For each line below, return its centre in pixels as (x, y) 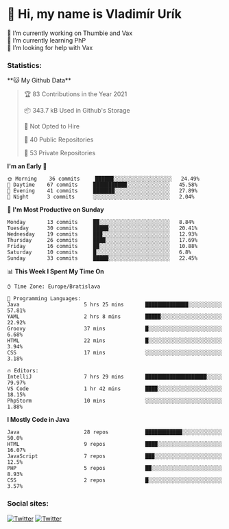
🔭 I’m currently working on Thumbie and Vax (70, 33)
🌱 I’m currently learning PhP (47, 40)
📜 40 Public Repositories (59, 139)
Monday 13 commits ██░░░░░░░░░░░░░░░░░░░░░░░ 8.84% (101, 223)
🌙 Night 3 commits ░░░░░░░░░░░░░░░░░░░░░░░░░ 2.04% (101, 197)
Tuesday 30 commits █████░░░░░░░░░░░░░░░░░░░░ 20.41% (102, 228)
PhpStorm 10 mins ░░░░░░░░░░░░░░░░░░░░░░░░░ (115, 401)
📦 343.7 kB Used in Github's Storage (77, 111)
